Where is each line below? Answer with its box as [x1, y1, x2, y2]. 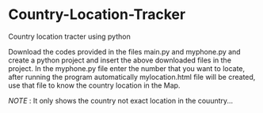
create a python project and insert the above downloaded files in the [8, 55, 232, 65]
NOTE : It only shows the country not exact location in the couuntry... [8, 96, 234, 105]
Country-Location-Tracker [8, 6, 186, 24]
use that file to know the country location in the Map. [8, 81, 181, 90]
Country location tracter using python [8, 32, 131, 41]
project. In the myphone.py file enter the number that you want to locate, [8, 63, 246, 73]
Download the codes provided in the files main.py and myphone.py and [8, 47, 241, 56]
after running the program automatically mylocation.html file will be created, [8, 72, 256, 81]
